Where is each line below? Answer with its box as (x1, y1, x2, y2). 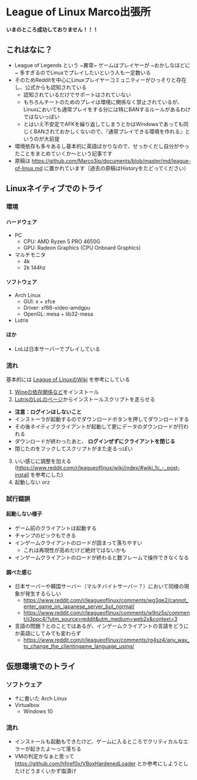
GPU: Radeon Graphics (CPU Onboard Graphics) (23, 244, 141, 251)
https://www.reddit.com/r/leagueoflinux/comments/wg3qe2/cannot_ (23, 597, 189, 604)
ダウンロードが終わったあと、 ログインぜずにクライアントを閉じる (14, 437, 175, 444)
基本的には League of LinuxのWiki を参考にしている (6, 376, 130, 383)
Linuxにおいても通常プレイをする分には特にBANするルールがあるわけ (23, 105, 191, 112)
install (14, 471, 29, 478)
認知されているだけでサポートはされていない (23, 91, 131, 98)
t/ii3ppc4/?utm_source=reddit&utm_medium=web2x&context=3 (23, 616, 178, 623)
